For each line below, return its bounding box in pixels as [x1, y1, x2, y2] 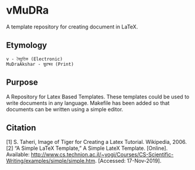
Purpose [6, 78, 38, 88]
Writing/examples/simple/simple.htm [6, 158, 96, 165]
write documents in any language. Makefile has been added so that [6, 99, 170, 107]
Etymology [6, 40, 47, 50]
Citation [6, 123, 37, 133]
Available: [6, 151, 30, 158]
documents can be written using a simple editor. [6, 105, 123, 113]
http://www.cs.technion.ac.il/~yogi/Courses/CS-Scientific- [31, 151, 174, 158]
